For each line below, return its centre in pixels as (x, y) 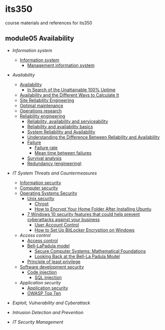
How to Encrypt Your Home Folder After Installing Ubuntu (93, 209)
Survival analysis (44, 158)
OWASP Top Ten (44, 293)
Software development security (52, 267)
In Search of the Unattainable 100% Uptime (71, 90)
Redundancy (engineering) (54, 163)
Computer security (39, 188)
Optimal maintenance (41, 106)
